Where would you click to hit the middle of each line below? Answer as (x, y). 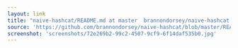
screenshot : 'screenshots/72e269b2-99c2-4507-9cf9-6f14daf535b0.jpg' (112, 34)
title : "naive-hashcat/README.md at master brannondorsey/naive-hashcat (119, 20)
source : (19, 27)
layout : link (27, 14)
